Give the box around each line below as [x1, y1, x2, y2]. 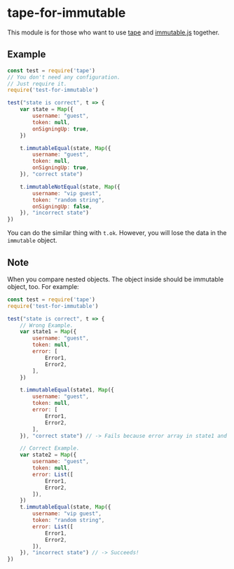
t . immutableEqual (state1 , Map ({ [20, 387, 114, 394]
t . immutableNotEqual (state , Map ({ [20, 183, 121, 190]
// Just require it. [7, 80, 68, 87]
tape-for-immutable [7, 5, 126, 21]
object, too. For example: [7, 282, 79, 290]
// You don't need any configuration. [7, 74, 121, 81]
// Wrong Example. [20, 321, 74, 329]
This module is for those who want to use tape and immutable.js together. [7, 28, 220, 36]
